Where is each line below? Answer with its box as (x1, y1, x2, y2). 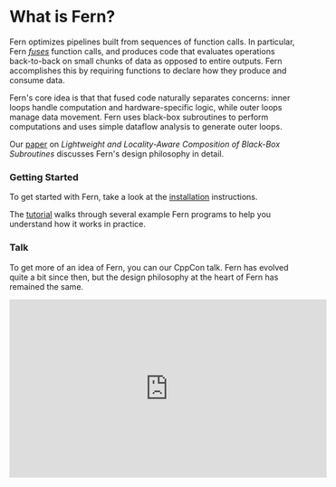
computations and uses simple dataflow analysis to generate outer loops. (9, 120, 283, 132)
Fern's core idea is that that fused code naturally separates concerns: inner (9, 92, 291, 103)
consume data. (9, 74, 65, 85)
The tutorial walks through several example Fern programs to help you (9, 209, 272, 220)
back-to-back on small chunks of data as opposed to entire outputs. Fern (9, 55, 283, 66)
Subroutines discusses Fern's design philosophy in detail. (9, 148, 225, 159)
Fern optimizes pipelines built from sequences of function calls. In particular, (9, 36, 295, 47)
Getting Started (9, 170, 79, 183)
